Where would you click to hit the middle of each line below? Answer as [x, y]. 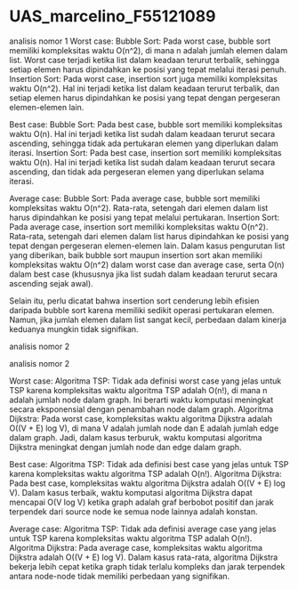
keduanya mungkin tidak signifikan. [74, 329]
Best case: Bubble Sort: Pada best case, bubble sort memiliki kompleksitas [146, 124]
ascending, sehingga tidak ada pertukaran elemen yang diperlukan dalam [144, 143]
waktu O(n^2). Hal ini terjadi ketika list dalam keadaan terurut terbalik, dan [145, 88]
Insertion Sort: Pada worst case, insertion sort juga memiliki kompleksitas [144, 78]
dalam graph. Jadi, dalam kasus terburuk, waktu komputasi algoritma [136, 437]
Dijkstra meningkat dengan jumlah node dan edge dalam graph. [125, 447]
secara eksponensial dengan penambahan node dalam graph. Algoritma [141, 409]
